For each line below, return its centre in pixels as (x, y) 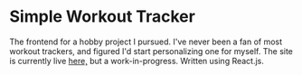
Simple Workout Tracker (103, 17)
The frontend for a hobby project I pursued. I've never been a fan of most (146, 42)
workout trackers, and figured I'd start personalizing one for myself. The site (151, 51)
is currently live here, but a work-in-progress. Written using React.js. (137, 61)
